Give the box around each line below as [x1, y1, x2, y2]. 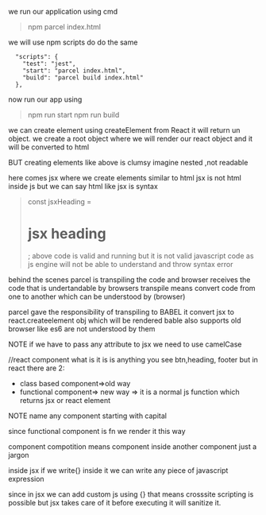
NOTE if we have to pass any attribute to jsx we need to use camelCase [8, 339, 242, 349]
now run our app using [8, 95, 83, 104]
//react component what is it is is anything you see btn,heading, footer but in [8, 354, 258, 364]
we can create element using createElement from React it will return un [8, 126, 241, 134]
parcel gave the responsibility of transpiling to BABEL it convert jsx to [8, 307, 234, 316]
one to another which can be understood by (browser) [8, 292, 186, 301]
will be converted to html [8, 142, 90, 152]
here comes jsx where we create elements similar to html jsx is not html [8, 173, 242, 182]
